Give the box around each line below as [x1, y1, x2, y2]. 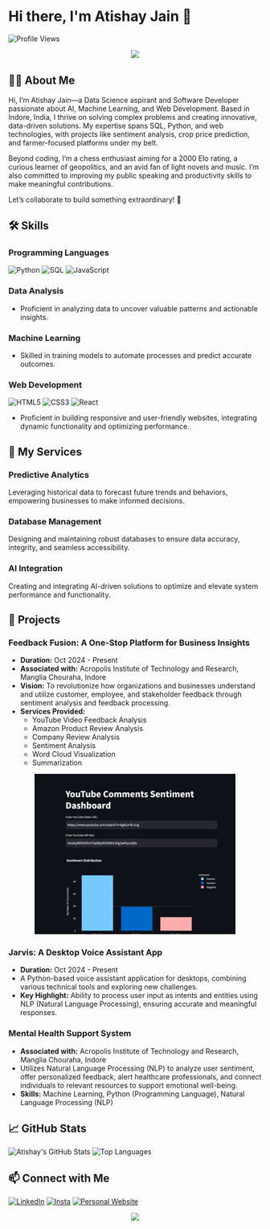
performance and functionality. [8, 590, 111, 599]
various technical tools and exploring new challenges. [19, 982, 198, 992]
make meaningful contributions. [8, 179, 114, 188]
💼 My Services [8, 445, 83, 458]
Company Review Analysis [31, 732, 121, 742]
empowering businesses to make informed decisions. [8, 496, 186, 506]
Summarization [31, 758, 83, 767]
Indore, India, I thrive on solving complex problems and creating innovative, [8, 112, 257, 121]
